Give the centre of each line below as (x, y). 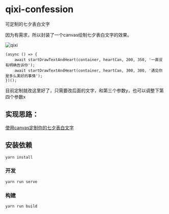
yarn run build (21, 206)
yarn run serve (21, 181)
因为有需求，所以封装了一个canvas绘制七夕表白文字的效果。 (69, 35)
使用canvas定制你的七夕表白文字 (40, 128)
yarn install (19, 157)
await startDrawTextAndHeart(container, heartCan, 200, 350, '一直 (87, 59)
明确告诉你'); (22, 65)
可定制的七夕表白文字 (27, 24)
